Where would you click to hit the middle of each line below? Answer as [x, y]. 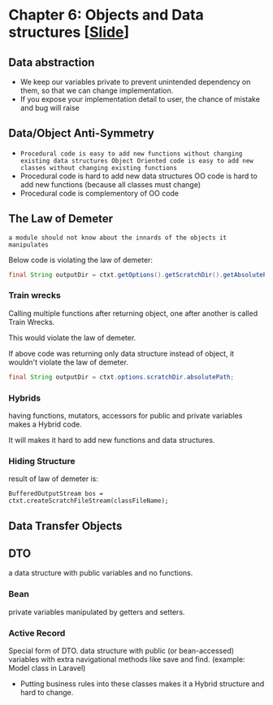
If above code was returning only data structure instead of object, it [121, 353]
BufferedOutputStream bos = [56, 494]
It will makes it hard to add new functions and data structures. [112, 440]
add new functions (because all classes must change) [110, 184]
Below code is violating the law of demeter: [80, 260]
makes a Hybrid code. [45, 424]
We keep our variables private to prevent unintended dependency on [135, 82]
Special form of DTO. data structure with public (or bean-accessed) [121, 651]
